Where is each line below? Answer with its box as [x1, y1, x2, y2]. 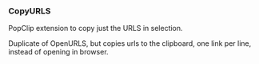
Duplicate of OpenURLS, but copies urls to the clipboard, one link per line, [8, 39, 252, 48]
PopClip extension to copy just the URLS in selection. [8, 24, 183, 33]
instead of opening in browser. [8, 47, 110, 57]
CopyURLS [8, 6, 51, 17]
